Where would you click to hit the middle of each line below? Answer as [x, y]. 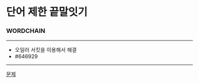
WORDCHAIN [26, 31]
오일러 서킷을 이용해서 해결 [46, 50]
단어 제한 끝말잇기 [47, 12]
